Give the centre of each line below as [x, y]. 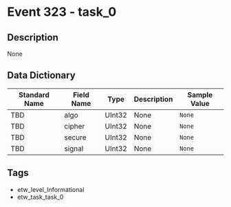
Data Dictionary [41, 75]
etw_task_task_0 [40, 197]
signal [74, 149]
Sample [200, 95]
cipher [75, 126]
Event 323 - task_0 [62, 12]
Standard [34, 95]
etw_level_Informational [51, 189]
